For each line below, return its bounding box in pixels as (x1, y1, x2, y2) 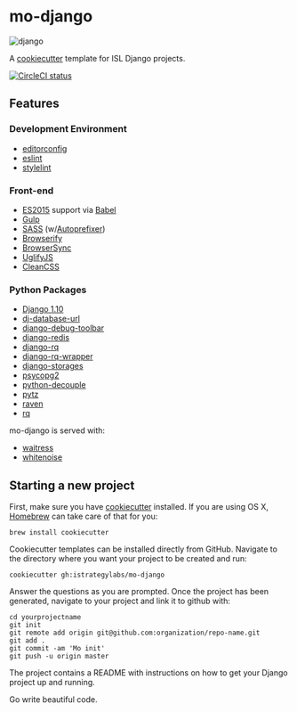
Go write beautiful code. (9, 694, 98, 705)
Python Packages (9, 283, 87, 296)
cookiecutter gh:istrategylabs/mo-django (9, 570, 165, 580)
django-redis (21, 332, 69, 343)
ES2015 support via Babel (21, 204, 116, 215)
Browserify (21, 233, 62, 243)
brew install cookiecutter (9, 528, 109, 537)
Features (9, 96, 60, 111)
